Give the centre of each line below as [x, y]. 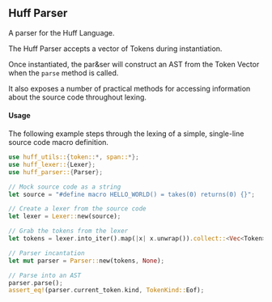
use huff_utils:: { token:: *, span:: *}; [74, 157]
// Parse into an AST [45, 275]
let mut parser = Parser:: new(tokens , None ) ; [86, 261]
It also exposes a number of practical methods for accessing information [130, 88]
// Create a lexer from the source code [78, 209]
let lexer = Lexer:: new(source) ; [65, 217]
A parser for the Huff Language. [62, 32]
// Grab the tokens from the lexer [68, 231]
